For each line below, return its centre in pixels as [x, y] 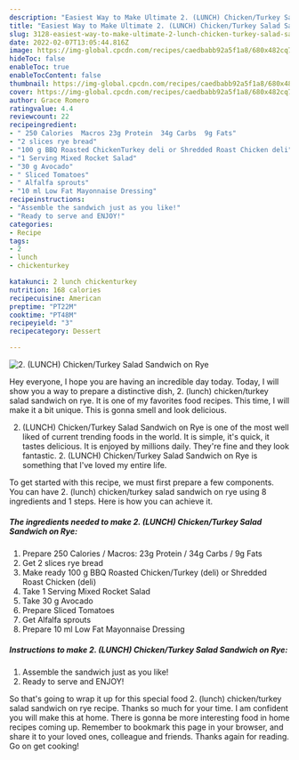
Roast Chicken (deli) [59, 582]
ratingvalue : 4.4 [41, 109]
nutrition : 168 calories [55, 290]
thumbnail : [29, 84]
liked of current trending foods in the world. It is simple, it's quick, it [145, 437]
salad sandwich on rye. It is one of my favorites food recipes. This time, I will [149, 400]
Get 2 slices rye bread [63, 562]
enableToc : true [39, 68]
